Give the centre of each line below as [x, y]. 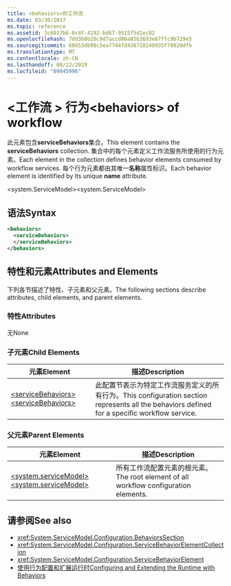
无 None [18, 332]
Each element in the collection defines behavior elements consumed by [121, 160]
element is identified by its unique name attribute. [77, 176]
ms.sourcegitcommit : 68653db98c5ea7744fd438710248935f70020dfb [100, 46]
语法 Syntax [32, 213]
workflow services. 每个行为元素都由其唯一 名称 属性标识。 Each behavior [109, 168]
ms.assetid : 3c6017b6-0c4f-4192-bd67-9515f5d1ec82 [81, 33]
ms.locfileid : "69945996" [44, 71]
